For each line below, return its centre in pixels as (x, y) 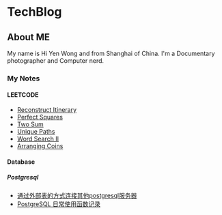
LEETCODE (23, 95)
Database (21, 162)
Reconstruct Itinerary (47, 110)
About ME (28, 37)
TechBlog (35, 12)
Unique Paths (36, 132)
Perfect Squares (40, 117)
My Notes (24, 78)
